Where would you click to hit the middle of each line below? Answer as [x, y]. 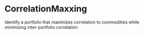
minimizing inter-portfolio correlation [41, 27]
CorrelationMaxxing [46, 9]
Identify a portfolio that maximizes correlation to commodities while [72, 22]
